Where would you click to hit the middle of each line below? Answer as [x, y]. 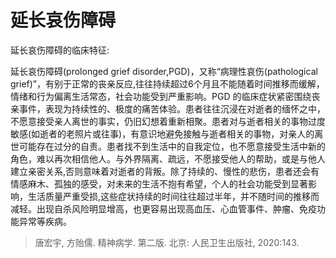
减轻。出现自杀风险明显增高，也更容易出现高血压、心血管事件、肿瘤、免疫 [163, 208]
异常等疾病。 [45, 221]
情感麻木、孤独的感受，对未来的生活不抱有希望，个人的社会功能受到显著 [159, 183]
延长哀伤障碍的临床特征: [60, 50]
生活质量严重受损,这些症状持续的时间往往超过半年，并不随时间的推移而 [173, 196]
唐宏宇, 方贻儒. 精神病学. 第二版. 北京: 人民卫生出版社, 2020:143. [167, 242]
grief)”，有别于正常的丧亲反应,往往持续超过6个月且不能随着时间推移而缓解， [167, 83]
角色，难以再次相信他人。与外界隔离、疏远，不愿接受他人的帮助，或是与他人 [168, 158]
